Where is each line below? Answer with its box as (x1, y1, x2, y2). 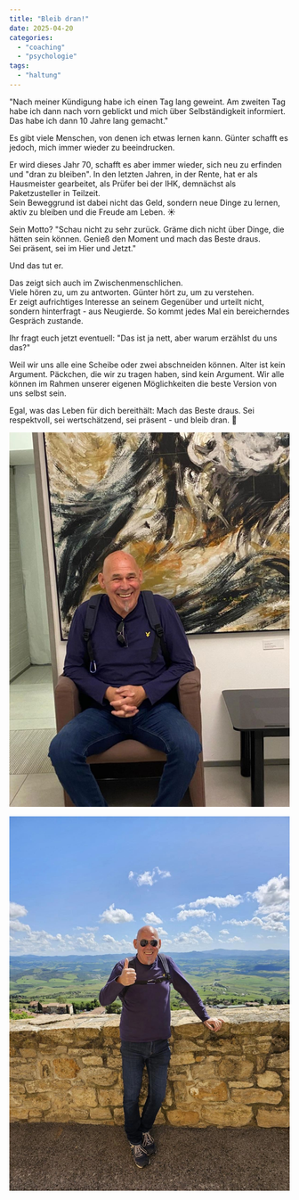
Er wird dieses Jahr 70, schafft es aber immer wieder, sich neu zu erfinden (9, 159, 282, 169)
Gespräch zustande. (9, 315, 84, 325)
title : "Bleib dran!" (9, 14, 90, 23)
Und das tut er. (9, 259, 64, 271)
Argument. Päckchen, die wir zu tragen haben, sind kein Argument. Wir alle (9, 368, 285, 379)
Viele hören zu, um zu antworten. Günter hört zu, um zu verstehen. (9, 286, 255, 298)
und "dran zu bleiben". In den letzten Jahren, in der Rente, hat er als (9, 168, 258, 179)
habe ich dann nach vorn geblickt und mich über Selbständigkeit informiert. (9, 105, 287, 116)
